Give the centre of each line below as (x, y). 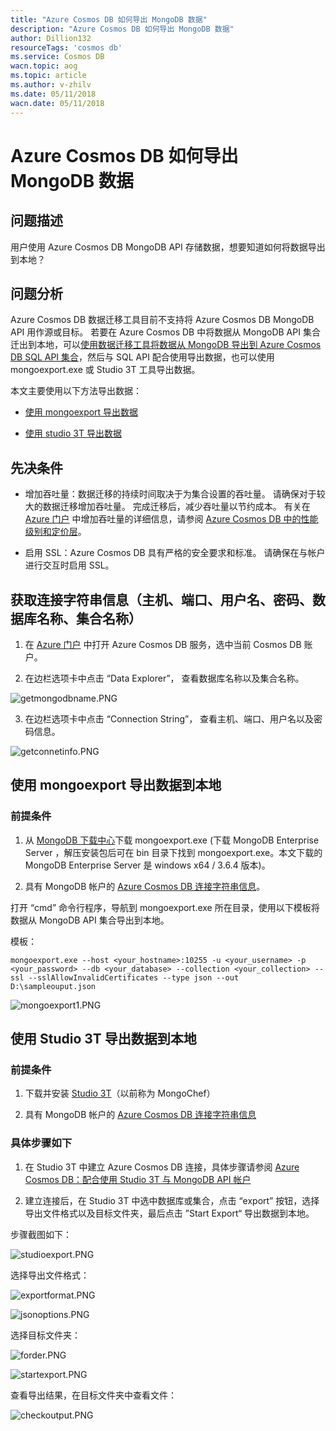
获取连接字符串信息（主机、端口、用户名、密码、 (161, 599)
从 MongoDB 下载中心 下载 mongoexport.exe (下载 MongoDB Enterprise (172, 840)
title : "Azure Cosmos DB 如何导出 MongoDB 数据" (109, 19)
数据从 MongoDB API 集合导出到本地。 (90, 920)
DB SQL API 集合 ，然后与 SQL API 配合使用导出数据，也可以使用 (142, 357)
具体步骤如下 (41, 1143)
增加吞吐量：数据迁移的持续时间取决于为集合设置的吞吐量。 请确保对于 (170, 494)
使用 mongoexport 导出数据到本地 (116, 785)
